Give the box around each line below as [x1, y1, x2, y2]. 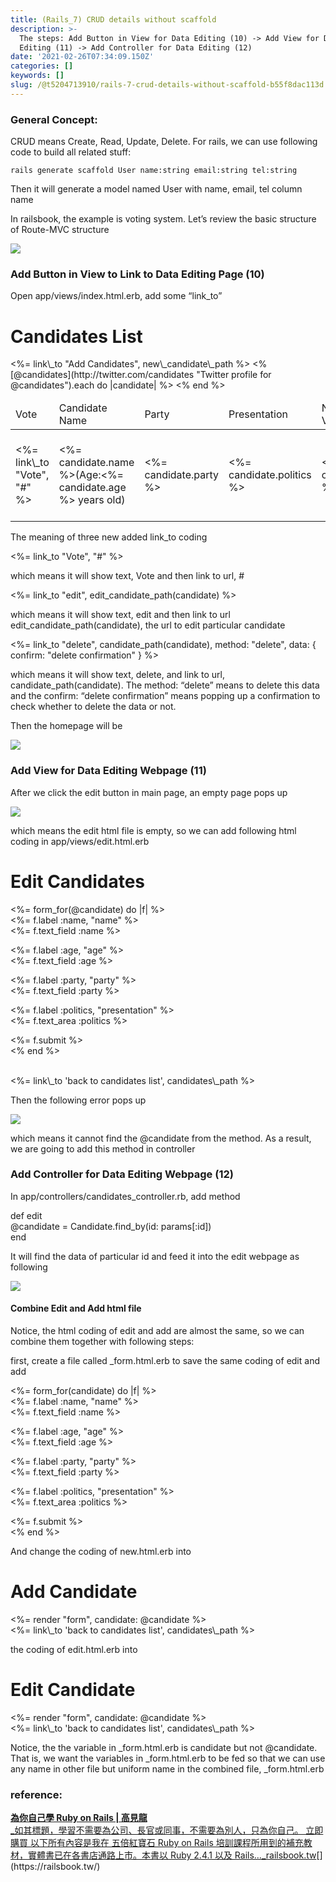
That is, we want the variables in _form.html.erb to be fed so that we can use [10, 1752, 326, 1764]
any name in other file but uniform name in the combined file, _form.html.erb [10, 1762, 325, 1775]
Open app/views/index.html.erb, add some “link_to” [10, 290, 223, 302]
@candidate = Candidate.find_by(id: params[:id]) [10, 1220, 212, 1232]
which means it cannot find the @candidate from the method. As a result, [10, 1132, 312, 1144]
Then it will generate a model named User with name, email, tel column [10, 183, 303, 195]
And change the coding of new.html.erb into [10, 1546, 192, 1558]
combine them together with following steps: [10, 1336, 195, 1348]
